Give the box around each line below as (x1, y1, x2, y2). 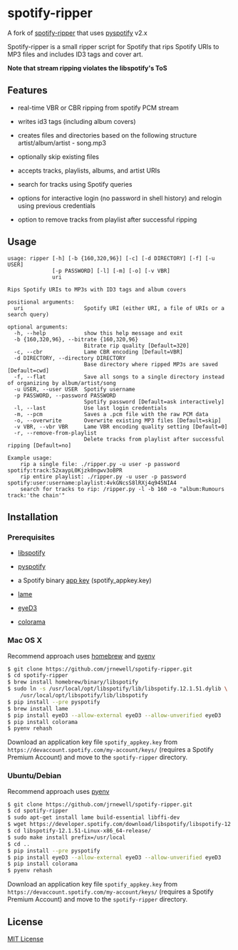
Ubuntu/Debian (7, 771, 62, 781)
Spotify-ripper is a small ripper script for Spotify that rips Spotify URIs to (7, 42, 219, 51)
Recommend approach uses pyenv (7, 787, 110, 795)
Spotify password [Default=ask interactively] (83, 398, 224, 406)
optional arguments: (7, 323, 69, 331)
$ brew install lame (7, 705, 69, 712)
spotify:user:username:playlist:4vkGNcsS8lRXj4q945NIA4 (7, 479, 177, 486)
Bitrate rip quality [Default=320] (83, 342, 190, 349)
